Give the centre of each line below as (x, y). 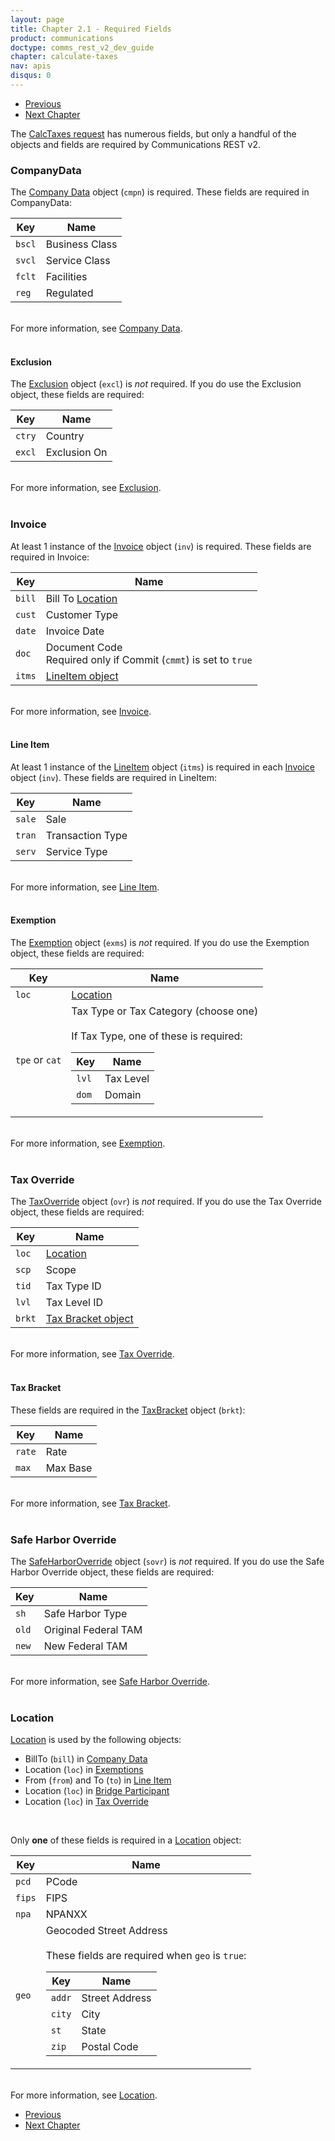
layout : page (37, 19)
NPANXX (66, 1914)
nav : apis (31, 66)
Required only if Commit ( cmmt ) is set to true (149, 659)
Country (65, 436)
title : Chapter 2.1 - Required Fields (91, 29)
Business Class (81, 244)
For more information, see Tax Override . (92, 1354)
